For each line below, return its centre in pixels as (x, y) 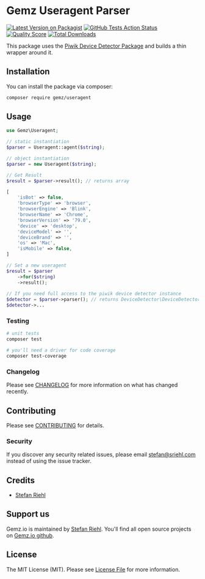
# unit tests (23, 334)
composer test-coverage (37, 356)
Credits (21, 480)
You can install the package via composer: (59, 86)
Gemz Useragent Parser (68, 11)
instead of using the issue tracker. (49, 461)
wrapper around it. (30, 52)
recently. (17, 391)
